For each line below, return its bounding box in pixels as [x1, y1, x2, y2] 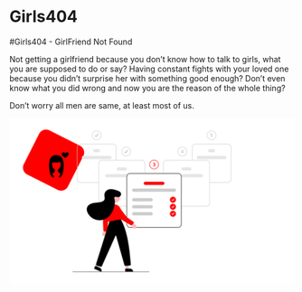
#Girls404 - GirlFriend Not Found [9, 36, 133, 47]
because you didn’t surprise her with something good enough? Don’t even [9, 72, 286, 83]
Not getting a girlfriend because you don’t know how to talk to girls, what [9, 53, 281, 64]
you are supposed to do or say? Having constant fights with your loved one [9, 63, 289, 74]
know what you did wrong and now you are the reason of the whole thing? [9, 82, 287, 93]
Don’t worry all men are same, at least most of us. [9, 99, 194, 110]
